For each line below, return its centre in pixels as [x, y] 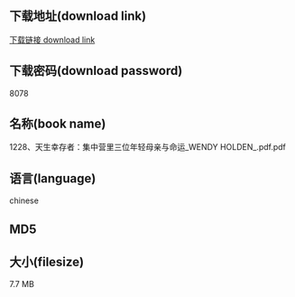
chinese [24, 200]
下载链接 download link [52, 40]
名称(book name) [58, 124]
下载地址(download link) [78, 16]
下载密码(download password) [96, 71]
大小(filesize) [46, 262]
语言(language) [53, 178]
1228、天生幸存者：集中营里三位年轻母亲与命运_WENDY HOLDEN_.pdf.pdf [148, 147]
